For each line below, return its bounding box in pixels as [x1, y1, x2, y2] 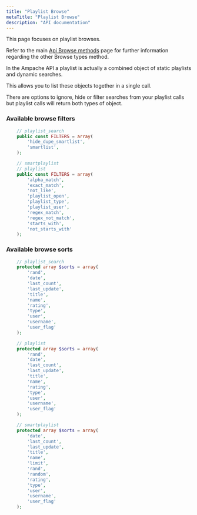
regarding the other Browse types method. [6, 53, 109, 61]
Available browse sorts [6, 245, 74, 253]
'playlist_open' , [27, 193, 69, 199]
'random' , [27, 471, 51, 477]
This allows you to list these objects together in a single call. [6, 82, 152, 89]
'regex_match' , [27, 209, 65, 215]
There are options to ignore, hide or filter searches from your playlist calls [6, 93, 185, 101]
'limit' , [27, 460, 49, 466]
